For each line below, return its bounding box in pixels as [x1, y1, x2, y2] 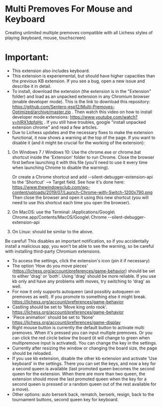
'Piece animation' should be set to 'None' [12, 314, 94, 320]
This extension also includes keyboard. [12, 68, 90, 74]
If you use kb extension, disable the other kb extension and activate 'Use [12, 355, 157, 361]
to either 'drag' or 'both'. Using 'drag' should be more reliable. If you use [12, 273, 156, 279]
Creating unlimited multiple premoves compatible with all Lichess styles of [5, 30, 153, 35]
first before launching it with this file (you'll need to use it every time [12, 159, 148, 165]
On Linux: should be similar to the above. [12, 228, 94, 234]
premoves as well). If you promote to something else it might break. [12, 294, 147, 300]
